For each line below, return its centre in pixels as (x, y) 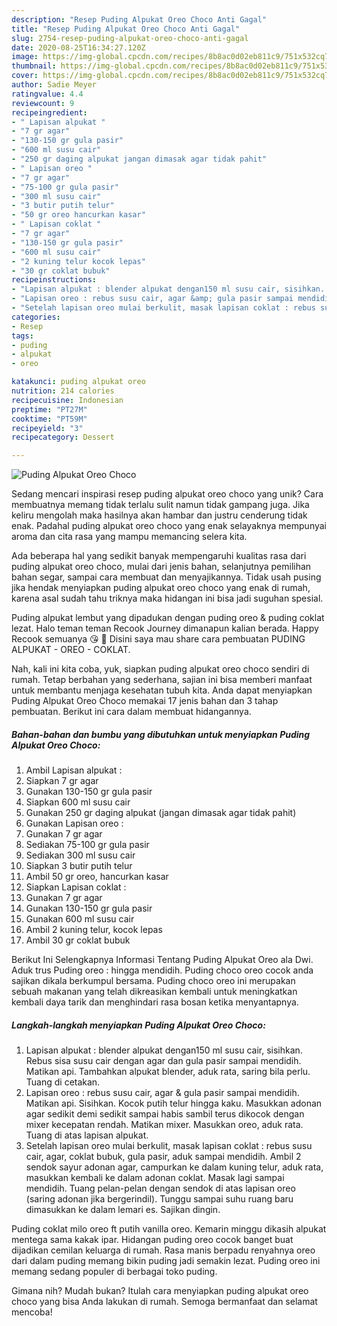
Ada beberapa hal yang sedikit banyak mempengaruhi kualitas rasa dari (159, 556)
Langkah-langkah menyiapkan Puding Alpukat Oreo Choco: (138, 1025)
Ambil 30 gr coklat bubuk (78, 940)
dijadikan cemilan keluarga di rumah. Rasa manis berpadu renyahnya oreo (163, 1250)
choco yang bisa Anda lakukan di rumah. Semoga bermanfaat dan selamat (164, 1302)
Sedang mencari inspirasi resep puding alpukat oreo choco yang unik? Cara (167, 494)
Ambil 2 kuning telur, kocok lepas (94, 930)
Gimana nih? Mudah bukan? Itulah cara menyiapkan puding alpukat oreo (160, 1291)
